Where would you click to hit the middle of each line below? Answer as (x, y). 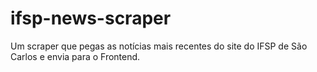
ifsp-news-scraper (91, 18)
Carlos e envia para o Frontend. (75, 56)
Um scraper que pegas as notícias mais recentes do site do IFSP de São (159, 46)
